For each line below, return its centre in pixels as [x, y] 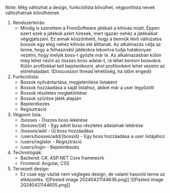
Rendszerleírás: [29, 23]
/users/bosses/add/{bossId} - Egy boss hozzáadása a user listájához [93, 136]
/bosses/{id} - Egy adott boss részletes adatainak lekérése [82, 125]
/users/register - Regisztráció [51, 142]
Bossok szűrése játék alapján [51, 98]
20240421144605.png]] [45, 185]
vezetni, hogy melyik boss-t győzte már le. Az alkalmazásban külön [91, 55]
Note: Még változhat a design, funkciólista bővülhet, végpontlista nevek [80, 7]
